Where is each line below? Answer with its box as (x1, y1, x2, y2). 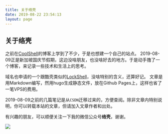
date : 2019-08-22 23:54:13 (5, 12, 62, 17)
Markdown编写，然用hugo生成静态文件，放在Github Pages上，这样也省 (9, 80, 158, 86)
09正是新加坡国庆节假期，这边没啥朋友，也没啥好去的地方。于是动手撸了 (5, 57, 156, 63)
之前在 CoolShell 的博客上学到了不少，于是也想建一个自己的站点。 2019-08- (5, 50, 160, 56)
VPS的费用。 (14, 86, 41, 92)
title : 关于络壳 (5, 7, 36, 12)
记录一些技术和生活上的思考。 (27, 63, 89, 69)
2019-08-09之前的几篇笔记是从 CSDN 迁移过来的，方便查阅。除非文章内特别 (5, 97, 158, 103)
